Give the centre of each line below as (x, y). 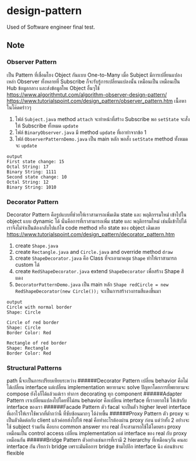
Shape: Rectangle (28, 348)
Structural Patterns (34, 368)
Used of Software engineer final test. (51, 27)
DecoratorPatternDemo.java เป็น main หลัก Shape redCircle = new (92, 284)
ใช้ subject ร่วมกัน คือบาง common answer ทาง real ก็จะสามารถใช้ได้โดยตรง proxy (94, 427)
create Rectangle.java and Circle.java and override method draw (94, 252)
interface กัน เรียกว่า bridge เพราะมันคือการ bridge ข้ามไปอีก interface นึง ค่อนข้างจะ (95, 446)
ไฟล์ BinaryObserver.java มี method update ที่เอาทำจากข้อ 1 (80, 132)
